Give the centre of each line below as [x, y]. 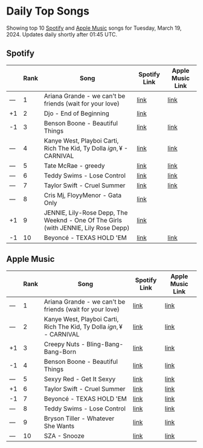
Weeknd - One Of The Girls [83, 220]
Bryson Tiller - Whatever [79, 418]
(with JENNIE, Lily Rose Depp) [87, 227]
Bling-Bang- [105, 344]
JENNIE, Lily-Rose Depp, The [86, 212]
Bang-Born [60, 352]
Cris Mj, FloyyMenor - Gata [83, 195]
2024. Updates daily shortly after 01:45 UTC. [62, 34]
